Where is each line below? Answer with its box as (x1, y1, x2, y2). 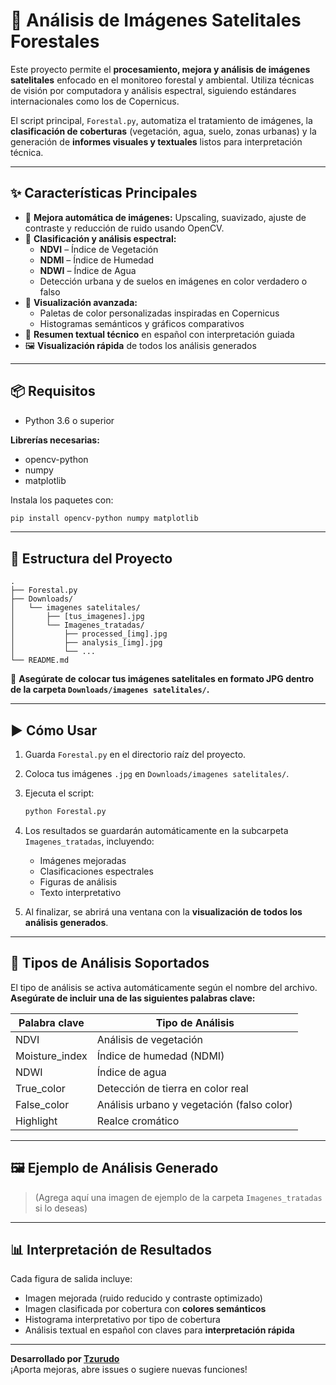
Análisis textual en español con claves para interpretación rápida (24, 1324, 295, 1336)
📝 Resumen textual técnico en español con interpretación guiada (24, 328, 295, 340)
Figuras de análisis (39, 875, 118, 888)
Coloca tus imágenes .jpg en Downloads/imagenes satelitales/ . (24, 768, 290, 780)
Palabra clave (18, 1015, 85, 1029)
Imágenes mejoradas (39, 854, 127, 866)
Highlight (15, 1114, 58, 1128)
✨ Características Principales (10, 185, 198, 202)
